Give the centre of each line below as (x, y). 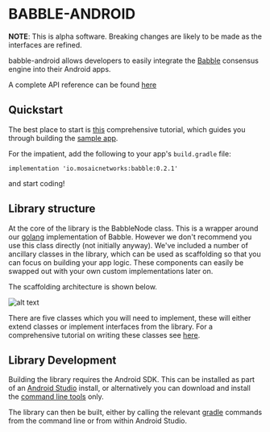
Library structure (52, 209)
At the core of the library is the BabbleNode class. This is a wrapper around (133, 228)
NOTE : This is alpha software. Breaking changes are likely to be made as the (135, 36)
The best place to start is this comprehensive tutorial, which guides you (127, 129)
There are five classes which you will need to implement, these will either (130, 318)
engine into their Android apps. (60, 69)
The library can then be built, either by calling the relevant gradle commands (135, 413)
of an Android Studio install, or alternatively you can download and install (130, 388)
